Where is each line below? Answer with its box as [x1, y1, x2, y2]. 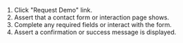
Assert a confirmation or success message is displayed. [13, 28, 177, 36]
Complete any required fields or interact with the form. [13, 21, 172, 28]
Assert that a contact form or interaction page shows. [13, 13, 170, 21]
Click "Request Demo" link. [13, 6, 93, 14]
